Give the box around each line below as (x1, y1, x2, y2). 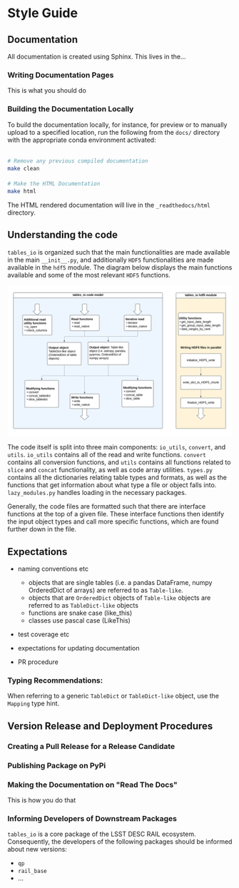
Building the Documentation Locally (7, 104, 134, 114)
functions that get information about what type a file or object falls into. (7, 481, 217, 489)
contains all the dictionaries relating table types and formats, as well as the (7, 473, 227, 482)
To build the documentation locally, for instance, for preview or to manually (7, 120, 228, 129)
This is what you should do (7, 86, 87, 95)
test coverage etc (17, 630, 70, 639)
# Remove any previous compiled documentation (7, 158, 148, 165)
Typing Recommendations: (7, 675, 103, 685)
